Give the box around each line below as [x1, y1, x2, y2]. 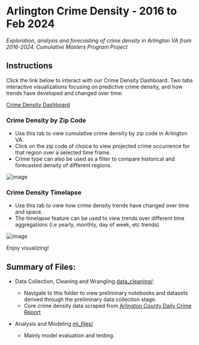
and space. [14, 209, 43, 216]
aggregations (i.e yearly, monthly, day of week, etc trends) [14, 221, 159, 228]
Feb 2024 [6, 17, 55, 31]
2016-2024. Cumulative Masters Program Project [6, 43, 128, 50]
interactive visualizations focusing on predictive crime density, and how [6, 83, 183, 90]
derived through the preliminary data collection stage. [23, 296, 157, 303]
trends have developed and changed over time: [6, 89, 123, 97]
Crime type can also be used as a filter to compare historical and [14, 155, 175, 163]
